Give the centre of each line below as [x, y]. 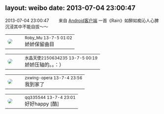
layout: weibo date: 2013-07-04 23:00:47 [70, 8]
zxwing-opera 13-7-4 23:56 [54, 78]
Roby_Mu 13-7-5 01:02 [49, 38]
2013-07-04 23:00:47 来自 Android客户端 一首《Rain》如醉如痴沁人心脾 [82, 20]
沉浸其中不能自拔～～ [27, 26]
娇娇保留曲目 [40, 44]
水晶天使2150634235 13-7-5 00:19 [61, 58]
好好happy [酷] [42, 104]
